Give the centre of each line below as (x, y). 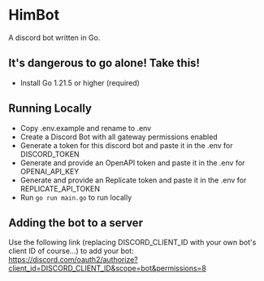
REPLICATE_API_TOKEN (60, 188)
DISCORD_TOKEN (50, 154)
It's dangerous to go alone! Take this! (104, 63)
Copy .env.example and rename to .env (86, 128)
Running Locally (50, 109)
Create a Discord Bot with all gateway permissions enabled (119, 137)
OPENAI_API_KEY (50, 171)
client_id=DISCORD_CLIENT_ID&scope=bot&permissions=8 (108, 268)
